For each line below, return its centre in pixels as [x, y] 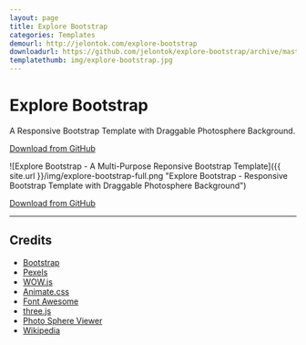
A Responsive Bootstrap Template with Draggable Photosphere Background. [153, 131]
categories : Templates [52, 35]
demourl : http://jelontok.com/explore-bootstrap [103, 43]
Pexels [35, 272]
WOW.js [37, 282]
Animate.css [46, 291]
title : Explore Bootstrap [58, 26]
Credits [31, 240]
